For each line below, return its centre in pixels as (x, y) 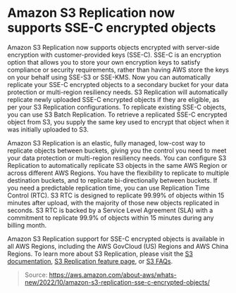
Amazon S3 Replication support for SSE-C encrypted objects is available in (116, 239)
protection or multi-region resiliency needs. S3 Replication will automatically (118, 92)
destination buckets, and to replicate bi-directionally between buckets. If (112, 180)
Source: (36, 275)
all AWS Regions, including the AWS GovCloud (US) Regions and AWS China (118, 246)
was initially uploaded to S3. (48, 129)
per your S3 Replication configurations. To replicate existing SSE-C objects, (117, 107)
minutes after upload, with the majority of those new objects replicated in (113, 202)
